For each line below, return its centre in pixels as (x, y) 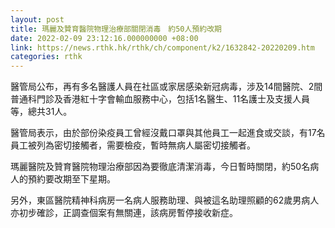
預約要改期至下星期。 (71, 179)
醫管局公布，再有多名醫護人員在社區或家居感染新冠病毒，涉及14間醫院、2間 (166, 87)
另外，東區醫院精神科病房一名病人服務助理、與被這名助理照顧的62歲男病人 (165, 200)
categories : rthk (46, 57)
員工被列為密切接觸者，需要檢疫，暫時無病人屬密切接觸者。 (133, 145)
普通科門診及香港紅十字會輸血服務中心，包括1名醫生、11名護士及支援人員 (160, 99)
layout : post (37, 19)
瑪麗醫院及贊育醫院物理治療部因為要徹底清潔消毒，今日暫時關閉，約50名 (160, 167)
